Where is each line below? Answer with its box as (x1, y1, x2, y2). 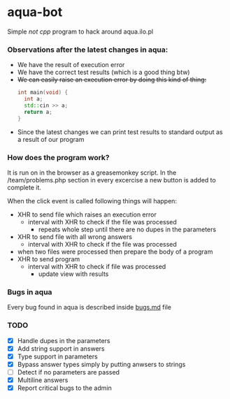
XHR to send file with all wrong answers (17, 232, 133, 241)
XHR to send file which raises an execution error (17, 210, 157, 219)
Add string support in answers (17, 344, 105, 353)
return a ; (24, 108, 52, 115)
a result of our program (17, 135, 85, 143)
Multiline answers (17, 375, 69, 384)
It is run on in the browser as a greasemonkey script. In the (7, 168, 177, 177)
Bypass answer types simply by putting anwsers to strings (17, 360, 186, 368)
